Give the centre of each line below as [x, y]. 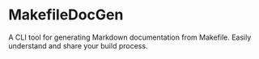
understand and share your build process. [78, 45]
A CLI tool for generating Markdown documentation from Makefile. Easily [130, 37]
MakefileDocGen [66, 15]
